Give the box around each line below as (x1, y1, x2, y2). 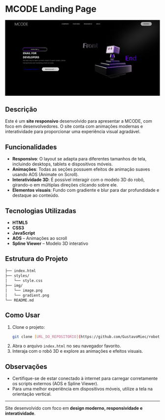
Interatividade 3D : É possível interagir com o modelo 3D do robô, (12, 177, 145, 183)
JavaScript (12, 230, 35, 236)
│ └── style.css (5, 278, 43, 283)
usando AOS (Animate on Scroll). (12, 172, 79, 178)
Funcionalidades (5, 143, 57, 151)
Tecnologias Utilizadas (5, 207, 77, 215)
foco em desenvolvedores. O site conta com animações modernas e (5, 124, 143, 130)
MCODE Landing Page (5, 3, 97, 15)
